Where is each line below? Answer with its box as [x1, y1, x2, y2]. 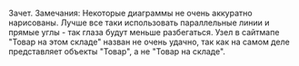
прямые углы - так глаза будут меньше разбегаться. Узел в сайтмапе [8, 27, 280, 37]
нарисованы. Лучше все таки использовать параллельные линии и [8, 17, 270, 28]
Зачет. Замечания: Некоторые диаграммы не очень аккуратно [8, 8, 253, 18]
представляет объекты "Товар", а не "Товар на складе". [8, 46, 226, 57]
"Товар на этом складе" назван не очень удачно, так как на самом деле [8, 36, 290, 47]
